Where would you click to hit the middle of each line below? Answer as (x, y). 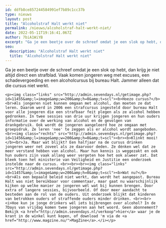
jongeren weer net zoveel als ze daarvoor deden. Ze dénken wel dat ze (80, 147)
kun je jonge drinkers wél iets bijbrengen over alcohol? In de (88, 203)
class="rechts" (41, 134)
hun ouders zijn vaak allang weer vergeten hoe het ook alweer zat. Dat (82, 156)
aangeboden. (145, 129)
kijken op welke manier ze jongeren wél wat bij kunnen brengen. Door (79, 186)
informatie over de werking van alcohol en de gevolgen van (68, 121)
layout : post (19, 19)
